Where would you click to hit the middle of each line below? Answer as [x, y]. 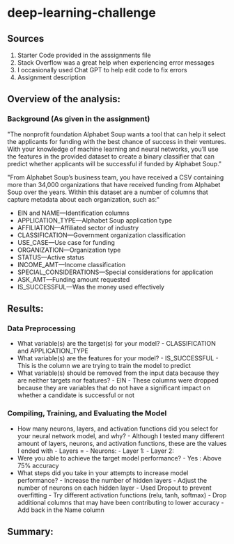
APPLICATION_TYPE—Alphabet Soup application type [95, 220]
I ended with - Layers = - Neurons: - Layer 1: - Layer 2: [95, 451]
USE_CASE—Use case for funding [66, 242]
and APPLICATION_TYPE [53, 351]
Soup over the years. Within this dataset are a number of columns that [108, 192]
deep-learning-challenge [82, 13]
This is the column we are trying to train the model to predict [104, 366]
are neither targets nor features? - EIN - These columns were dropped [118, 381]
